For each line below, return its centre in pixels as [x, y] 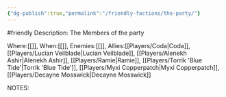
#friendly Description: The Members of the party [76, 33]
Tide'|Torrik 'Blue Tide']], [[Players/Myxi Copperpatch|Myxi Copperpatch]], [113, 67]
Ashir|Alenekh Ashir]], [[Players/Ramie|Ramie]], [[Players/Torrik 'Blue [105, 60]
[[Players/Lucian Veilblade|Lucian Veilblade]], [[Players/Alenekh [97, 53]
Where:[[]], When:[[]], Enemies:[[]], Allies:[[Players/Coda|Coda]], [99, 45]
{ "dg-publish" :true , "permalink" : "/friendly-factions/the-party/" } [104, 13]
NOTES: [18, 88]
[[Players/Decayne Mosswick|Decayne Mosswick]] [79, 75]
